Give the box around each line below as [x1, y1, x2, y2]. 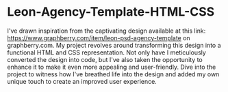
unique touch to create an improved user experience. [7, 77, 157, 85]
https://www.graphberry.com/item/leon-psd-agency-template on [7, 33, 190, 42]
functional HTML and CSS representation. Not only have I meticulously [7, 48, 207, 57]
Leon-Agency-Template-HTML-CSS [7, 4, 215, 20]
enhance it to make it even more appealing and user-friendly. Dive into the [7, 63, 216, 71]
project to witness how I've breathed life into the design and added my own [7, 70, 220, 78]
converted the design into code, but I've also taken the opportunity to [7, 55, 203, 63]
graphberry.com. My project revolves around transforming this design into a [7, 41, 221, 49]
